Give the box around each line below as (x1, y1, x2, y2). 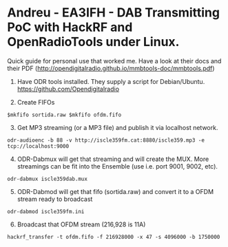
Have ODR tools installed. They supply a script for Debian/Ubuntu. (17, 77, 205, 85)
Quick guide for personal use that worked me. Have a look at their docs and (7, 56, 222, 65)
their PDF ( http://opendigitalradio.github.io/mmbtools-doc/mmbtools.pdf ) (7, 64, 215, 72)
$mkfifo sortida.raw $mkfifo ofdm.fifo (7, 111, 122, 118)
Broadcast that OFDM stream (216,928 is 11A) (17, 220, 146, 228)
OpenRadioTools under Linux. (7, 34, 180, 50)
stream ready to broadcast (17, 195, 93, 203)
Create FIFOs (17, 98, 55, 106)
